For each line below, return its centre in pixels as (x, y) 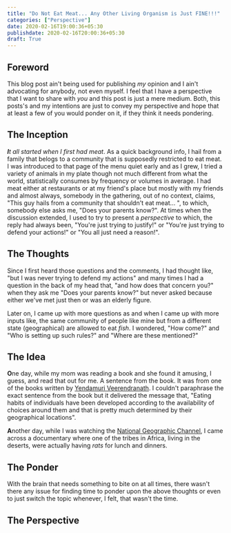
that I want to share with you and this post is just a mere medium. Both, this (114, 98)
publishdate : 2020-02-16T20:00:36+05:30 (66, 33)
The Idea (27, 357)
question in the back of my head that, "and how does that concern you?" (110, 285)
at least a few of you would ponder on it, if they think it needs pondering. (110, 113)
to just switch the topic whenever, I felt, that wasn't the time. (93, 498)
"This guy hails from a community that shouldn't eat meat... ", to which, (108, 203)
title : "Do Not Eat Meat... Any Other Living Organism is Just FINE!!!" (114, 13)
